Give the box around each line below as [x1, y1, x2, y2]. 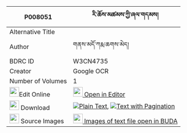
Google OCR [72, 67, 109, 75]
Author [9, 42, 29, 51]
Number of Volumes [9, 77, 67, 85]
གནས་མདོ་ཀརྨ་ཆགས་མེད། [72, 40, 129, 48]
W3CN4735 [72, 57, 109, 65]
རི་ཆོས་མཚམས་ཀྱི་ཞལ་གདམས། [91, 10, 159, 19]
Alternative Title [9, 27, 55, 36]
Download [20, 104, 50, 112]
